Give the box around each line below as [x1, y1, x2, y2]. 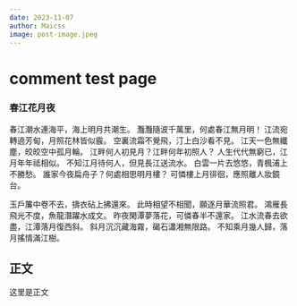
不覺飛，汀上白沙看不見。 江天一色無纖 [144, 135, 288, 146]
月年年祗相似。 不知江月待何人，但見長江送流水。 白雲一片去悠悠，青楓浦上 [9, 157, 288, 168]
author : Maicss [9, 21, 66, 30]
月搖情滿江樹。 [9, 232, 64, 242]
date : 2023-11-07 [9, 13, 74, 22]
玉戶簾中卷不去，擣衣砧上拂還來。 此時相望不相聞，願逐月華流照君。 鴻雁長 [9, 199, 288, 209]
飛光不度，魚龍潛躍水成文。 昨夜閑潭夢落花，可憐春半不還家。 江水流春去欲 [9, 209, 288, 220]
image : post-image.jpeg [9, 30, 98, 38]
